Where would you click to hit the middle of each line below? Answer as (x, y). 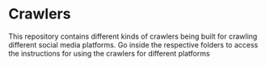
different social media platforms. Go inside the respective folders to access (133, 44)
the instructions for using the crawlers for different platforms (109, 53)
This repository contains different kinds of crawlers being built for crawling (133, 36)
